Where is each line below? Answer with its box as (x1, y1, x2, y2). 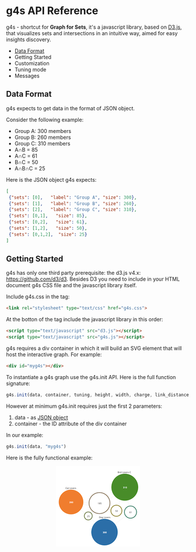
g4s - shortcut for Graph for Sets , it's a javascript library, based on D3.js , (6, 23, 182, 30)
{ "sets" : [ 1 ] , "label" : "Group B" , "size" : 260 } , (8, 200, 137, 206)
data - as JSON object (14, 414, 68, 421)
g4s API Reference (6, 4, 99, 18)
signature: (6, 380, 30, 387)
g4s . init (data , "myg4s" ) (6, 444, 66, 449)
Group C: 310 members (14, 139, 71, 147)
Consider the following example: (6, 116, 84, 123)
